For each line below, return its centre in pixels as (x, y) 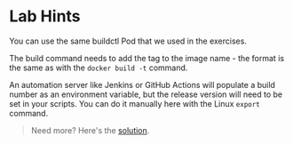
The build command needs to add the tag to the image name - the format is (147, 58)
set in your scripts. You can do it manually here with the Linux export (135, 103)
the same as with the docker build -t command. (99, 68)
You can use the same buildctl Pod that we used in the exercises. (128, 41)
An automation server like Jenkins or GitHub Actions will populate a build (142, 84)
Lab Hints (45, 16)
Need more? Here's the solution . (90, 130)
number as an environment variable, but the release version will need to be (146, 94)
